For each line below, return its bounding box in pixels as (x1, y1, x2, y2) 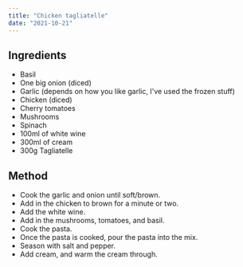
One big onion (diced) (19, 78, 92, 88)
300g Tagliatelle (19, 146, 73, 155)
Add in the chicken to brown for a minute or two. (19, 198, 179, 208)
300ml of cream (19, 137, 73, 147)
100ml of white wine (19, 129, 86, 139)
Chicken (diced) (19, 95, 73, 104)
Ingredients (8, 49, 67, 62)
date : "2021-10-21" (8, 19, 73, 27)
